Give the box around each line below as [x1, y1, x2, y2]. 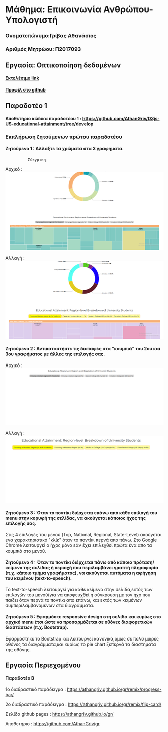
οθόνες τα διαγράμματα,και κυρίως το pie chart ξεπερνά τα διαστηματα [5, 641, 156, 647]
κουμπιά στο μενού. [5, 547, 46, 554]
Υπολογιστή [5, 14, 58, 26]
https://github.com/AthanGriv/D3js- [82, 115, 160, 121]
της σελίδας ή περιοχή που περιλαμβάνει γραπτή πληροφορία [23, 565, 159, 571]
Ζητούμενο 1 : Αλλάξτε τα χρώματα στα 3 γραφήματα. [5, 146, 124, 152]
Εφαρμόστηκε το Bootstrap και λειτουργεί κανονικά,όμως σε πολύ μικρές [5, 636, 159, 642]
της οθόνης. [5, 647, 31, 653]
